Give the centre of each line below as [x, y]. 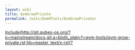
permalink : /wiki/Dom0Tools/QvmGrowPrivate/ [51, 18]
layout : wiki [18, 9]
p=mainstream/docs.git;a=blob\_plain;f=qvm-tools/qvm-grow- [67, 37]
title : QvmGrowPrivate [28, 14]
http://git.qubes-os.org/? [46, 33]
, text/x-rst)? [60, 43]
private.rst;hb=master [27, 43]
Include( [13, 33]
